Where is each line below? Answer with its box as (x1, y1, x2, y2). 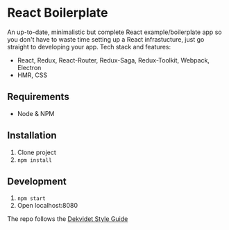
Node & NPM (17, 109, 55, 117)
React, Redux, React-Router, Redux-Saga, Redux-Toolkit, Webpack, (17, 56, 210, 64)
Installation (7, 130, 57, 142)
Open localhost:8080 (17, 202, 78, 210)
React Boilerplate (7, 5, 108, 21)
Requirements (7, 91, 69, 103)
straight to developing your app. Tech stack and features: (7, 42, 171, 51)
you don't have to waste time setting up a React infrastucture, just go (7, 35, 205, 43)
